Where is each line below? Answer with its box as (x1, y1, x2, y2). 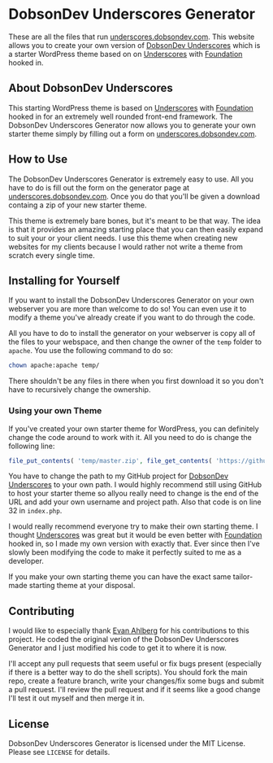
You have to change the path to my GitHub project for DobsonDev (8, 471, 229, 481)
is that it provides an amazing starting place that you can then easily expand (8, 225, 263, 234)
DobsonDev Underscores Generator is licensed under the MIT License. (8, 739, 246, 748)
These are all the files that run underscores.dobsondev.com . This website (8, 32, 255, 41)
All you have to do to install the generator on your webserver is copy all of (8, 329, 256, 338)
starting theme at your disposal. (28, 581, 136, 591)
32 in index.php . (8, 506, 63, 516)
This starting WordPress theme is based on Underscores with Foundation (8, 102, 253, 112)
